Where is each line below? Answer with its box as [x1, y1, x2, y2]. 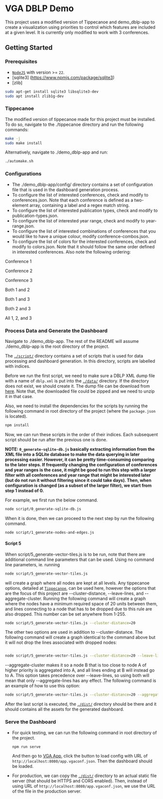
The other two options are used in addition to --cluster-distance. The [5, 629, 143, 635]
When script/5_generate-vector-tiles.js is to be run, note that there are [5, 551, 146, 557]
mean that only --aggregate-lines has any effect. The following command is [5, 678, 156, 683]
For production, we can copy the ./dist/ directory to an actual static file [12, 773, 157, 779]
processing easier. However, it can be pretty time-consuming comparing [5, 457, 155, 462]
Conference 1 [5, 258, 32, 264]
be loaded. [12, 763, 34, 769]
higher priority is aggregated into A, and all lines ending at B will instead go [5, 667, 155, 673]
